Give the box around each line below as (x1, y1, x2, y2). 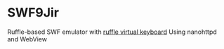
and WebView (7, 35, 48, 43)
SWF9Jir (7, 5, 60, 21)
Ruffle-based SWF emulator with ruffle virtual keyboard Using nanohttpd (7, 28, 218, 36)
